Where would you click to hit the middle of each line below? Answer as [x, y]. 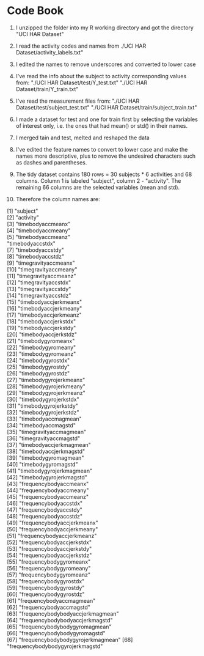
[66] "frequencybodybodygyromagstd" [56, 633]
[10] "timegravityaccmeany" [42, 269]
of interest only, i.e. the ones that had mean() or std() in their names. [102, 125]
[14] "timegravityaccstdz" [39, 295]
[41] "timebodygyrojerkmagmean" [50, 471]
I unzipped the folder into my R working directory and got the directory [105, 28]
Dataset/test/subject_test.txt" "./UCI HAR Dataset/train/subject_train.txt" [106, 107]
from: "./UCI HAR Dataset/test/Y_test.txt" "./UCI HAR [82, 83]
